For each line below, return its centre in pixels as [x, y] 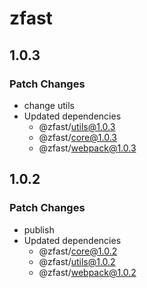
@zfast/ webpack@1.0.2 [87, 272]
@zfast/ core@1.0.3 [77, 137]
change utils [49, 105]
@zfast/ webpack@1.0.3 [87, 148]
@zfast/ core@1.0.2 [78, 251]
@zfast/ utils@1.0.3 [77, 126]
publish [39, 229]
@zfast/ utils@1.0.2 [77, 261]
